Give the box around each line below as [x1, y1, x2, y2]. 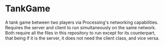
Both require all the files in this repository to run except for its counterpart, [5, 30, 156, 36]
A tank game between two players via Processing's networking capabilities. [5, 19, 159, 25]
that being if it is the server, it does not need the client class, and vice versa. [5, 35, 160, 41]
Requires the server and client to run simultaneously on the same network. [5, 24, 156, 30]
